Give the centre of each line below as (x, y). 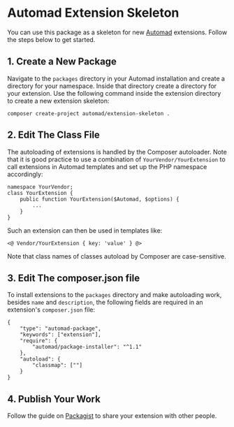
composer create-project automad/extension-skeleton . (89, 113)
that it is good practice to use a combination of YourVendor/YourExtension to (116, 159)
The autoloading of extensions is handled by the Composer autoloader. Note (117, 152)
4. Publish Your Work (54, 399)
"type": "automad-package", (60, 329)
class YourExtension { (40, 193)
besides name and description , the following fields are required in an (105, 303)
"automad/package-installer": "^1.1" (87, 347)
